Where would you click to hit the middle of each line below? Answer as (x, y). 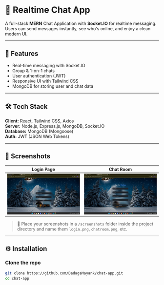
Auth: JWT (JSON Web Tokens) (37, 136)
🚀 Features (22, 54)
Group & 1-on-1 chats (33, 71)
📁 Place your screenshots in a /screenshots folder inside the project (85, 224)
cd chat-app (17, 279)
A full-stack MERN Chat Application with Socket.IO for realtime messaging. (81, 23)
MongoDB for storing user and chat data (53, 86)
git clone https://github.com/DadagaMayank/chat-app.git (64, 273)
